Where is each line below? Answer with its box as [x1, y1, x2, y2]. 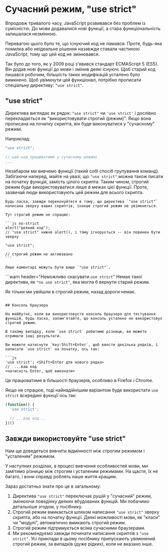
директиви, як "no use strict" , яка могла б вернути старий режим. [5, 279, 150, 285]
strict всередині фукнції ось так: [5, 393, 77, 399]
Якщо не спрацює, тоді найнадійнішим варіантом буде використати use [5, 387, 158, 393]
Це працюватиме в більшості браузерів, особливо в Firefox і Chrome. [5, 378, 153, 384]
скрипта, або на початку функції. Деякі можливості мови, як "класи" [12, 514, 160, 520]
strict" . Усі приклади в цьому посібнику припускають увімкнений [12, 535, 155, 541]
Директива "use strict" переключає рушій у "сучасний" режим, [12, 493, 152, 499]
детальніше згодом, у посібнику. [12, 503, 83, 509]
